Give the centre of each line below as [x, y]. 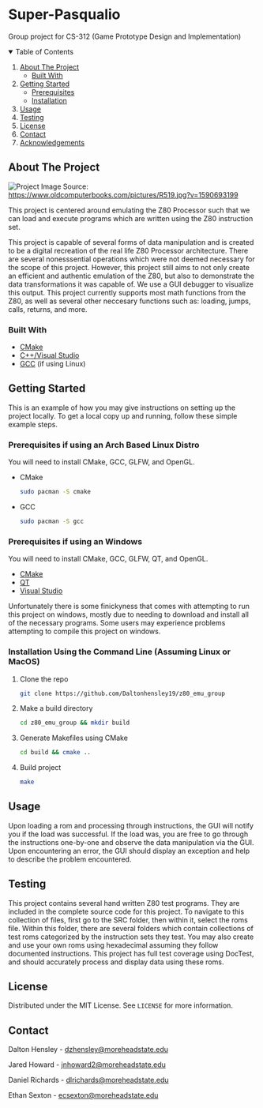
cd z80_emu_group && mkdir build [75, 723]
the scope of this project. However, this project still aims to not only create [129, 267]
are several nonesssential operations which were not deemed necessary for [131, 259]
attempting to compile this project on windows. [85, 631]
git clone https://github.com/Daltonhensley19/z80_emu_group [122, 693]
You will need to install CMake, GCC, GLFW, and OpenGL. [101, 462]
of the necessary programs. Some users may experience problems [117, 623]
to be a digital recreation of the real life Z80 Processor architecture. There [128, 250]
